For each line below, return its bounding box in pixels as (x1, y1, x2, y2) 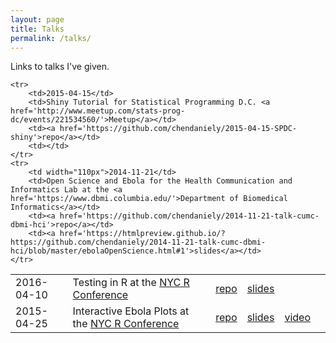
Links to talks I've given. (10, 61, 110, 73)
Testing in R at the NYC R (72, 276, 190, 290)
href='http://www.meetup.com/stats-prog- (10, 106, 186, 116)
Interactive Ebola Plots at (72, 304, 190, 318)
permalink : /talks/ (10, 33, 92, 43)
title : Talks (10, 24, 65, 34)
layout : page (10, 14, 65, 25)
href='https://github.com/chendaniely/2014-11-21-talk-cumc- (59, 211, 320, 221)
